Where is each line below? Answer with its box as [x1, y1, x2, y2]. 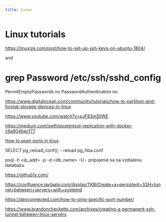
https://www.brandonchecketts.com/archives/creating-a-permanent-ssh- [5, 206, 156, 212]
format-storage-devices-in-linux [5, 103, 71, 109]
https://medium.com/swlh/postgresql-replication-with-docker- [5, 123, 133, 129]
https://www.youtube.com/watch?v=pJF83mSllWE [5, 113, 109, 119]
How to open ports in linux [5, 138, 59, 144]
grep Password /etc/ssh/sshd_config [5, 72, 161, 83]
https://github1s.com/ [5, 172, 49, 178]
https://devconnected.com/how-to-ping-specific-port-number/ [5, 196, 134, 202]
